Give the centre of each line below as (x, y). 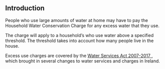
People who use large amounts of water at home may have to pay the (77, 20)
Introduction (25, 8)
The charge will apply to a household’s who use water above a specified (79, 35)
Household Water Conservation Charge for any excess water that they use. (82, 25)
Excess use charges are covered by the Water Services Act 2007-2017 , (79, 55)
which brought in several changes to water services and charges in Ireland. (82, 61)
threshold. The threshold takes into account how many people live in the (79, 40)
